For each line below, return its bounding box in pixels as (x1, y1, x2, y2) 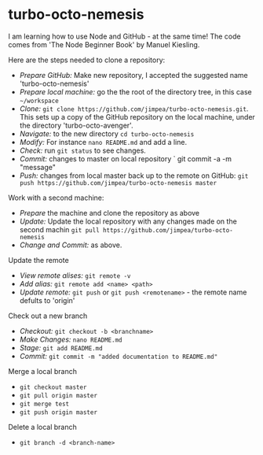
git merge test (19, 400, 70, 408)
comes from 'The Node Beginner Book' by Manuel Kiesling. (8, 39, 200, 49)
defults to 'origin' (19, 295, 75, 305)
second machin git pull (19, 224, 100, 234)
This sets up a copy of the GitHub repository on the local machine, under (19, 112, 255, 121)
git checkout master (19, 383, 87, 391)
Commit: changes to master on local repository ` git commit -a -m (19, 154, 232, 163)
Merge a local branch (8, 366, 77, 375)
